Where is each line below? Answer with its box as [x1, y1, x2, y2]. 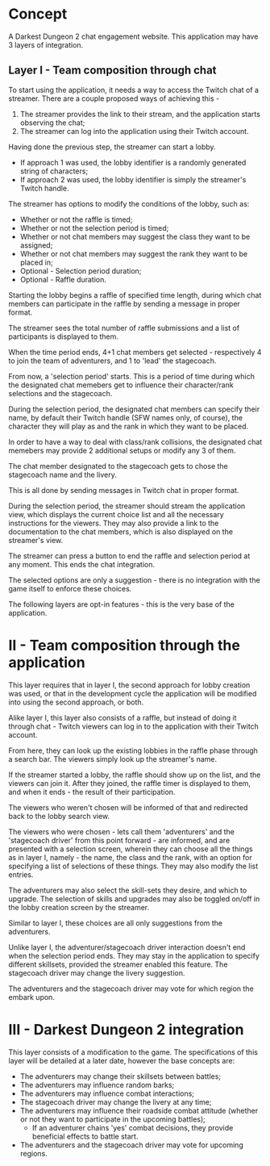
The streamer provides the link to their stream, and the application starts [19, 109, 260, 119]
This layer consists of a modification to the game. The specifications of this [8, 1047, 258, 1057]
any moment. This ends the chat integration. [8, 559, 156, 569]
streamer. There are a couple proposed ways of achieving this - [8, 94, 220, 103]
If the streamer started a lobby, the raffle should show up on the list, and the [8, 770, 261, 779]
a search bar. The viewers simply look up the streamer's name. [8, 754, 218, 763]
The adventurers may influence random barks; [19, 1080, 175, 1089]
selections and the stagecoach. [8, 388, 113, 398]
